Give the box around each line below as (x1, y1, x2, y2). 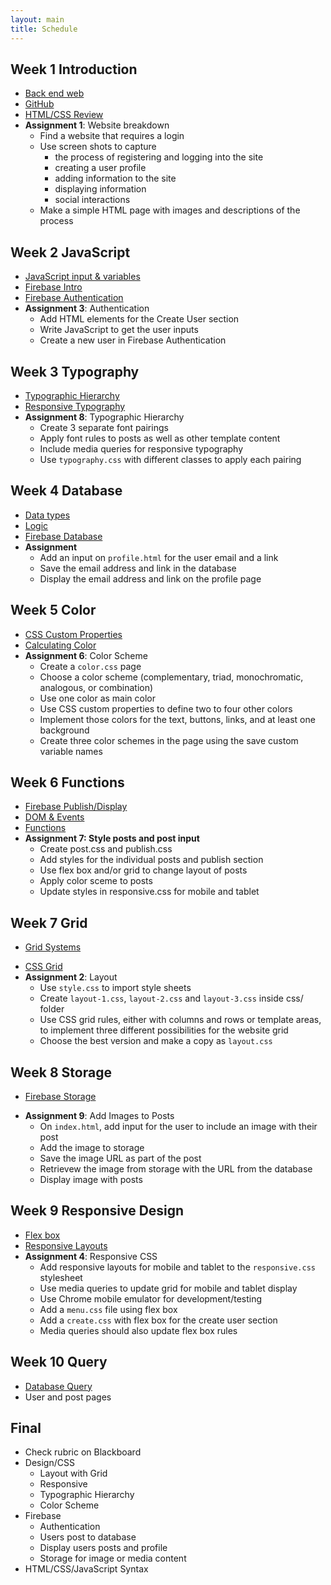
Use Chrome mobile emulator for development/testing (39, 1292, 263, 1305)
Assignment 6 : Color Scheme (24, 649, 148, 661)
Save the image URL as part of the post (39, 1152, 202, 1164)
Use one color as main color (39, 692, 157, 704)
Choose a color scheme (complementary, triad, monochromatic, (39, 671, 304, 683)
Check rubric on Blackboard (24, 1446, 142, 1458)
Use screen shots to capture (39, 141, 157, 153)
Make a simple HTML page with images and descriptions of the (39, 204, 301, 216)
